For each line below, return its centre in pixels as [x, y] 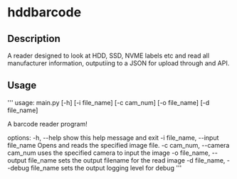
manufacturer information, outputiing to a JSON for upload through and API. [118, 63]
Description [34, 39]
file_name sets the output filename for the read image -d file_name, [127, 160]
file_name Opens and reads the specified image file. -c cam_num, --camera [118, 145]
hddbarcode [44, 12]
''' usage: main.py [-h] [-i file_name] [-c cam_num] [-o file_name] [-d [109, 102]
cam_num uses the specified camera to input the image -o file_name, [109, 153]
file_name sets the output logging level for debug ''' [106, 168]
